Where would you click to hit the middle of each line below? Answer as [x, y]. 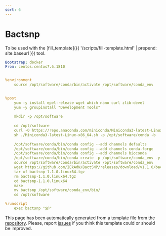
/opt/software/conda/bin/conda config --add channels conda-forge [84, 149]
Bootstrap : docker [24, 62]
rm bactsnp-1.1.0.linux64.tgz [45, 176]
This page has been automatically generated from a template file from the [80, 218]
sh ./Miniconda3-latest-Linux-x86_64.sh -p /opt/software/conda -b [85, 135]
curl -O [22, 131]
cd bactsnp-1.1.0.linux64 [41, 181]
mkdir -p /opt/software [39, 117]
